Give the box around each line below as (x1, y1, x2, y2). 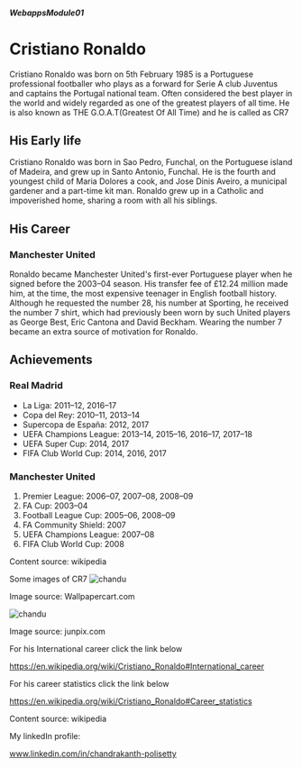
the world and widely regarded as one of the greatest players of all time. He (9, 97, 290, 108)
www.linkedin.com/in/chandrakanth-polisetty (9, 748, 178, 759)
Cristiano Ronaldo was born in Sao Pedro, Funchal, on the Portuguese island (9, 157, 293, 168)
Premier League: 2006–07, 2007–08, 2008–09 (22, 491, 194, 502)
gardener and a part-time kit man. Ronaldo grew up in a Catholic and (9, 186, 264, 197)
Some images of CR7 (9, 573, 88, 585)
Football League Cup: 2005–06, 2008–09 (22, 510, 176, 521)
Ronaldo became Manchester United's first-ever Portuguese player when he (9, 269, 293, 279)
